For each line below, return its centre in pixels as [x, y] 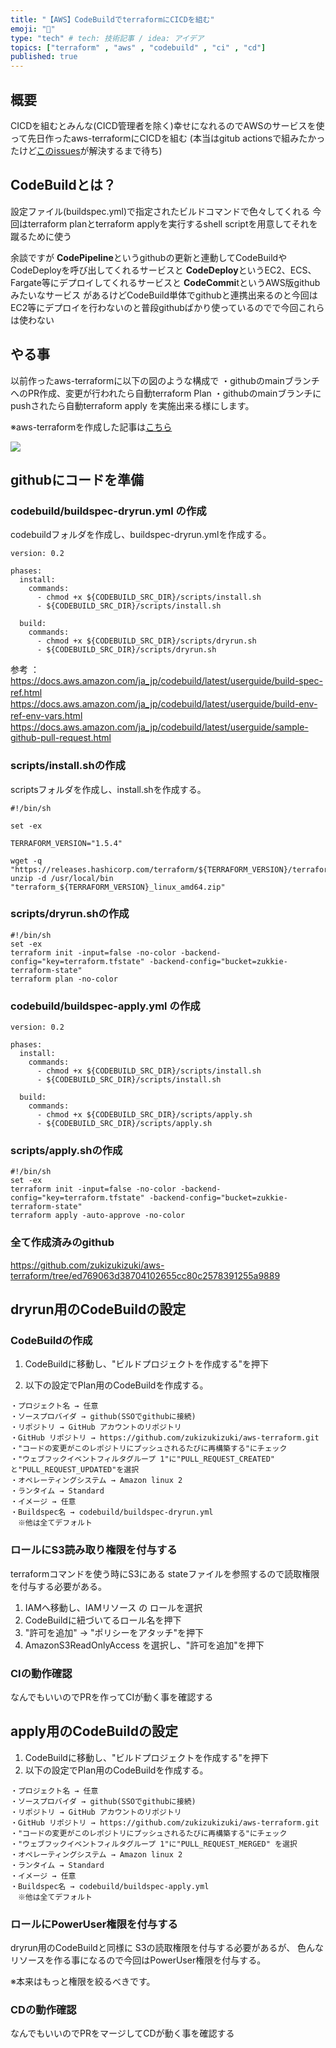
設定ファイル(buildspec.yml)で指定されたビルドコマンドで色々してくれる [160, 211]
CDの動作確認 [43, 2010]
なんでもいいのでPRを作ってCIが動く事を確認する [112, 1697]
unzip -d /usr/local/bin [62, 878]
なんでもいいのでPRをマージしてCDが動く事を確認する [122, 2033]
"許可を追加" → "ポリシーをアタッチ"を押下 [114, 1632]
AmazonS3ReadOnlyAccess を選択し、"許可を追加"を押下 [144, 1645]
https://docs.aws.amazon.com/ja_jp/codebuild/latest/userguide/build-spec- [166, 681]
